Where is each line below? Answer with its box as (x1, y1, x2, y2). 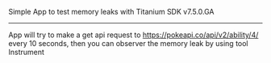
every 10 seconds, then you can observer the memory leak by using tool (8, 39, 248, 48)
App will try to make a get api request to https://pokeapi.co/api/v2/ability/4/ (8, 30, 259, 40)
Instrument (8, 48, 44, 57)
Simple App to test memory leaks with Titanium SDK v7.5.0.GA (8, 7, 215, 16)
